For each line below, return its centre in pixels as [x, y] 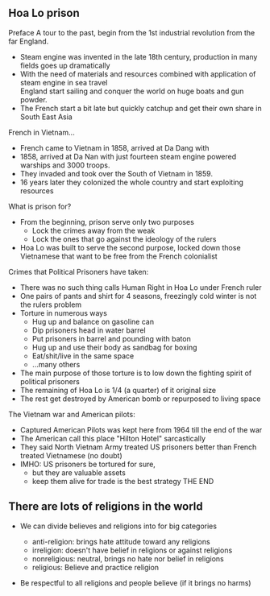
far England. [29, 41]
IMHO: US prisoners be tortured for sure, [87, 464]
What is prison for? [40, 206]
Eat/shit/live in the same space [83, 356]
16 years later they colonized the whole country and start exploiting [132, 182]
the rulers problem [51, 304]
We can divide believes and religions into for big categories [118, 526]
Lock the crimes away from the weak [93, 230]
